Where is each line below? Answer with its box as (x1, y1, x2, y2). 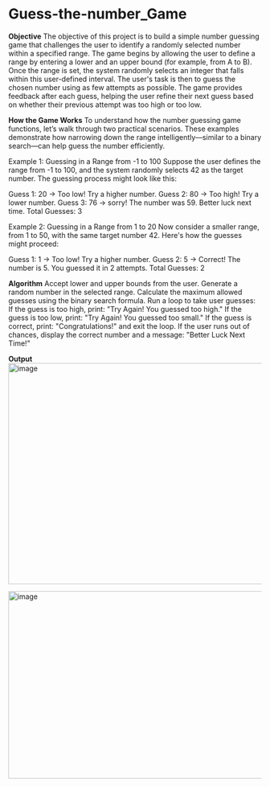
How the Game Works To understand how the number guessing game (8, 115, 241, 125)
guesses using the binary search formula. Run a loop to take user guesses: (8, 295, 256, 305)
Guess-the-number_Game (8, 5, 187, 23)
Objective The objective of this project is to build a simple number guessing (8, 31, 260, 41)
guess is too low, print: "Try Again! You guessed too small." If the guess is (8, 313, 252, 322)
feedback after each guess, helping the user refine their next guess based (8, 91, 254, 100)
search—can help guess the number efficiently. (8, 141, 166, 150)
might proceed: (8, 239, 59, 248)
